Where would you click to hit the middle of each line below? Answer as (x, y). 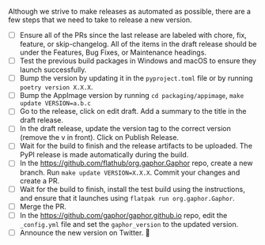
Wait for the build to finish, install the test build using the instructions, (132, 189)
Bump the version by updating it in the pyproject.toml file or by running (136, 78)
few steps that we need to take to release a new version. (100, 20)
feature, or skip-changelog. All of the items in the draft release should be (138, 44)
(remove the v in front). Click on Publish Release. (99, 138)
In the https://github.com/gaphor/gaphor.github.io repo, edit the (123, 215)
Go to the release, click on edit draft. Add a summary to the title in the (133, 111)
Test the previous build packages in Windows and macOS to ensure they (138, 61)
